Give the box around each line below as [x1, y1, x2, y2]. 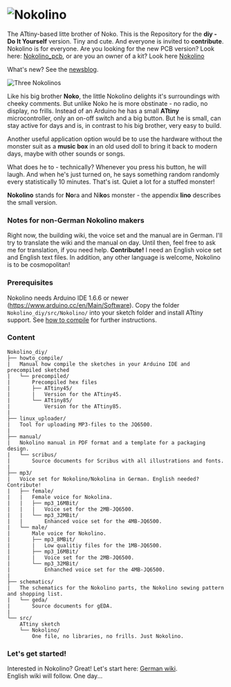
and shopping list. [7, 590, 64, 597]
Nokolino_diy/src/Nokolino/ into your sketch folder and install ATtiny [7, 308, 203, 317]
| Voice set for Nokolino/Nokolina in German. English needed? [7, 476, 199, 482]
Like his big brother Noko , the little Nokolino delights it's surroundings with [7, 92, 220, 100]
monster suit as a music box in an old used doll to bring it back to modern [7, 142, 218, 150]
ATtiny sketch [19, 621, 60, 628]
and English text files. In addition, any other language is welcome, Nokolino [7, 253, 221, 262]
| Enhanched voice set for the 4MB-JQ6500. [7, 566, 166, 573]
